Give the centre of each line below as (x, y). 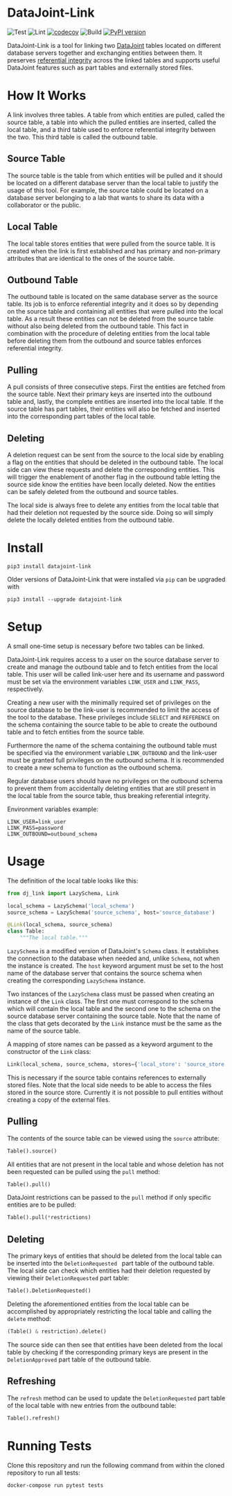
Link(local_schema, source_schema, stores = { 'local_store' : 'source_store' (117, 1064)
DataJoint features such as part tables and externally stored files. (100, 67)
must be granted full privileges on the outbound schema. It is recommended (116, 760)
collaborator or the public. (44, 205)
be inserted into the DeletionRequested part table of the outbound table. (111, 1264)
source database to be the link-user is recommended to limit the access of (113, 710)
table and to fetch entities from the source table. (76, 732)
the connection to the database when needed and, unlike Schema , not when (114, 958)
